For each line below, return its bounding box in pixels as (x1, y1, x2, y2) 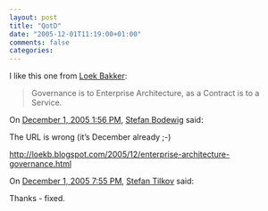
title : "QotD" (9, 21, 63, 30)
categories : (9, 46, 54, 55)
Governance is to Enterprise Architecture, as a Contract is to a (30, 88, 260, 99)
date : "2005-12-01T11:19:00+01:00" (9, 29, 142, 38)
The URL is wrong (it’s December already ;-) (9, 132, 172, 142)
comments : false (9, 37, 70, 47)
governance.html (9, 158, 72, 169)
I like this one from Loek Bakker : (9, 70, 128, 81)
